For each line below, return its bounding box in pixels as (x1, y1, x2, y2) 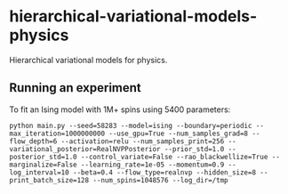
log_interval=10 (9, 167, 69, 177)
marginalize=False (9, 160, 77, 169)
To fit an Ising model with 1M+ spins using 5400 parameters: (9, 104, 231, 115)
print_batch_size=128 (9, 175, 90, 184)
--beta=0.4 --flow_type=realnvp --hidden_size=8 (72, 167, 256, 177)
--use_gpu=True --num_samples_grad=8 (108, 129, 249, 138)
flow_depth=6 (9, 136, 58, 146)
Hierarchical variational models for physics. (9, 54, 168, 65)
